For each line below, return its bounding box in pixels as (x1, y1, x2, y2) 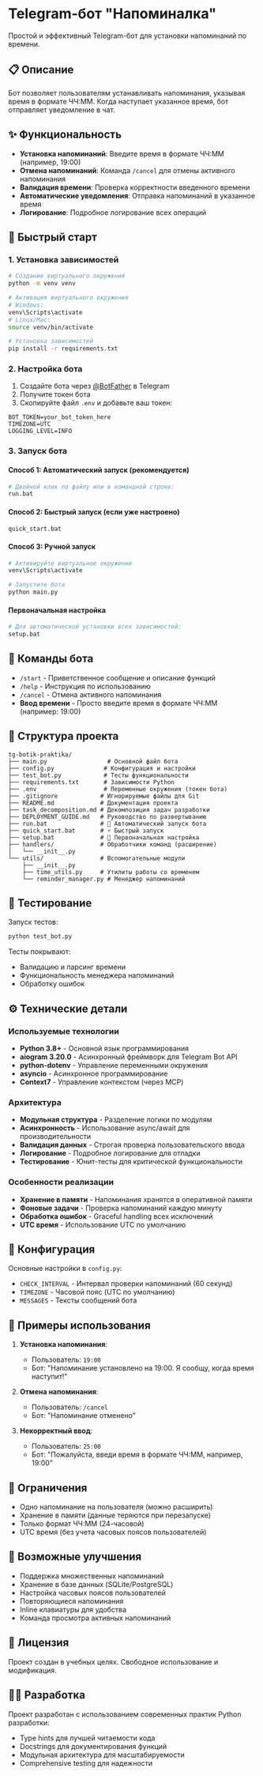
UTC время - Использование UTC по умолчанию (19, 1220, 186, 1229)
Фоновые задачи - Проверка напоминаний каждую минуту (19, 1203, 223, 1212)
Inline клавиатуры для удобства (19, 1604, 127, 1614)
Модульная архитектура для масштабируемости (19, 1750, 185, 1759)
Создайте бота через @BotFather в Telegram (19, 381, 170, 391)
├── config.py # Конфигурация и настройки (8, 764, 196, 772)
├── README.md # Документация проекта (8, 799, 178, 807)
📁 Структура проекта (8, 730, 119, 743)
